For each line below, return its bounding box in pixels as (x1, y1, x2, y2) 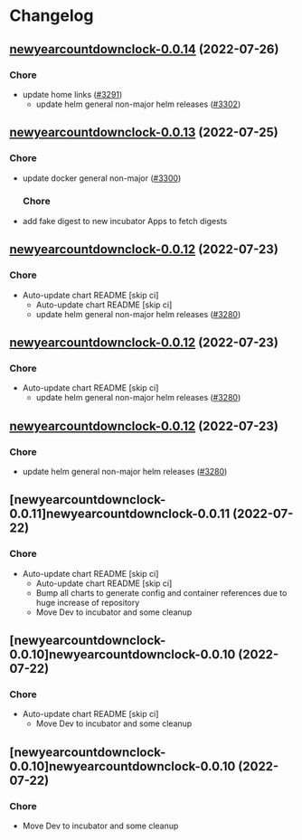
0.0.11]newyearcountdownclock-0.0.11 (9, 506, 231, 522)
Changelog (9, 5, 94, 26)
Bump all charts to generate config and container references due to (35, 587, 288, 598)
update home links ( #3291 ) (22, 89, 123, 99)
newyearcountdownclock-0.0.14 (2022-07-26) (9, 42, 279, 57)
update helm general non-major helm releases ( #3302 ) (35, 99, 241, 109)
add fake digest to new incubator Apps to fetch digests (22, 215, 228, 226)
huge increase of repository (35, 597, 140, 608)
